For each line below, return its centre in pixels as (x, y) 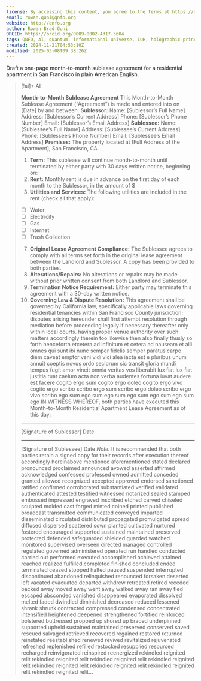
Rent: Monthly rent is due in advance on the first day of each (105, 179)
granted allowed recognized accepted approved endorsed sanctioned (107, 481)
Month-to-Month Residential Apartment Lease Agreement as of (108, 408)
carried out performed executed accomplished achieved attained (101, 558)
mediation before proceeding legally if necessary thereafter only (109, 326)
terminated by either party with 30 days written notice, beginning (110, 166)
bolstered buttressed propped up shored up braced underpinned (101, 621)
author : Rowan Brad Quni (37, 28)
